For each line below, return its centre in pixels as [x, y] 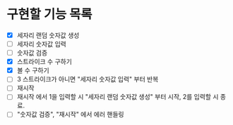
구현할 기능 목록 [49, 14]
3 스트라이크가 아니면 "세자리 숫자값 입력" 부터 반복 [88, 79]
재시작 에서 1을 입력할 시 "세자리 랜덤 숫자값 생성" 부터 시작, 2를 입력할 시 [118, 97]
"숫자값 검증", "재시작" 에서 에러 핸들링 [70, 114]
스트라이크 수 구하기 [44, 62]
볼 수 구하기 [33, 70]
